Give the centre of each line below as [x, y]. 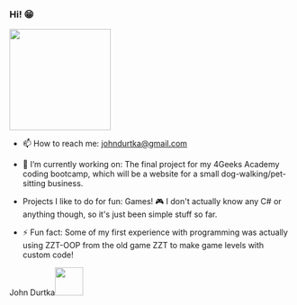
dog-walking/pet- [253, 174]
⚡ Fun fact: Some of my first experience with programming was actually [155, 232]
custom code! [48, 255]
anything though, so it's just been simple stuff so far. [120, 214]
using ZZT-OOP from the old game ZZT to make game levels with [143, 246]
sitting [34, 184]
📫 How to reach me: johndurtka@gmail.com [104, 144]
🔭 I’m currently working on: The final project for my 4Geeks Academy [151, 165]
